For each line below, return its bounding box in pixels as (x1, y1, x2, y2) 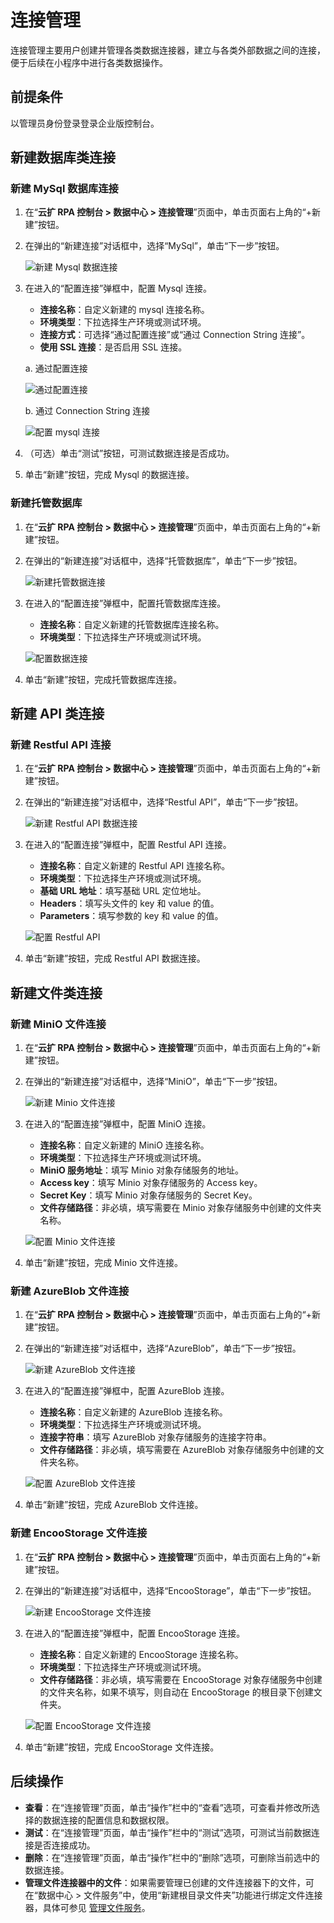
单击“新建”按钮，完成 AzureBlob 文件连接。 (24, 1499, 204, 1511)
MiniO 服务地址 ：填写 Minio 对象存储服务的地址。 (39, 1164, 245, 1176)
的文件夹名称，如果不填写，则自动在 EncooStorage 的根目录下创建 (39, 1686, 314, 1698)
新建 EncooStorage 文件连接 (10, 1526, 148, 1540)
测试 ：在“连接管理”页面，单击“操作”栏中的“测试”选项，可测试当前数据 (24, 1826, 312, 1838)
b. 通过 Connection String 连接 (24, 405, 151, 417)
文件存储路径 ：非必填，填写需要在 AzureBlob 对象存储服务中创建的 (39, 1444, 316, 1456)
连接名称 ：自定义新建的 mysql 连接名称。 (39, 304, 210, 316)
